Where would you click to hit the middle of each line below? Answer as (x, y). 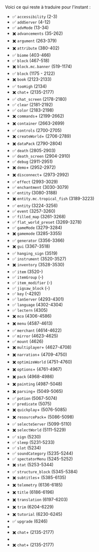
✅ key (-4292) (26, 294)
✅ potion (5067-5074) (35, 398)
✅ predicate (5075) (32, 404)
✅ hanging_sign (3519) (35, 253)
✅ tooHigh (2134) (29, 86)
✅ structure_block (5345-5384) (45, 471)
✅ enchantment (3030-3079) (40, 187)
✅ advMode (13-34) (30, 27)
